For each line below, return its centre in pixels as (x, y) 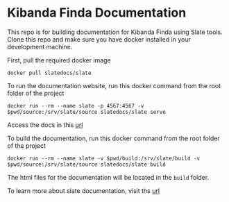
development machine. (40, 47)
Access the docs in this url (45, 125)
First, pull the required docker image (59, 60)
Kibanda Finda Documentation (97, 13)
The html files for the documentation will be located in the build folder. (108, 177)
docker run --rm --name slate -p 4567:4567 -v (76, 106)
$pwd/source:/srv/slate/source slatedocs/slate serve (87, 112)
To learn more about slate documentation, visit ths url (84, 191)
